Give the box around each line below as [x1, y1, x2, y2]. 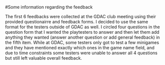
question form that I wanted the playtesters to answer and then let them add [5, 29, 160, 35]
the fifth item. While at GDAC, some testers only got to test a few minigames [5, 40, 159, 45]
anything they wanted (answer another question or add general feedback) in [5, 34, 160, 40]
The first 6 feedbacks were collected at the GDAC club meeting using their [5, 14, 156, 19]
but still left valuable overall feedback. [5, 55, 82, 61]
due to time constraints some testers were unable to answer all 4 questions [5, 50, 158, 56]
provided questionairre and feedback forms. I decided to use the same [5, 19, 149, 24]
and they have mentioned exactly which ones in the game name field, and [5, 45, 155, 50]
